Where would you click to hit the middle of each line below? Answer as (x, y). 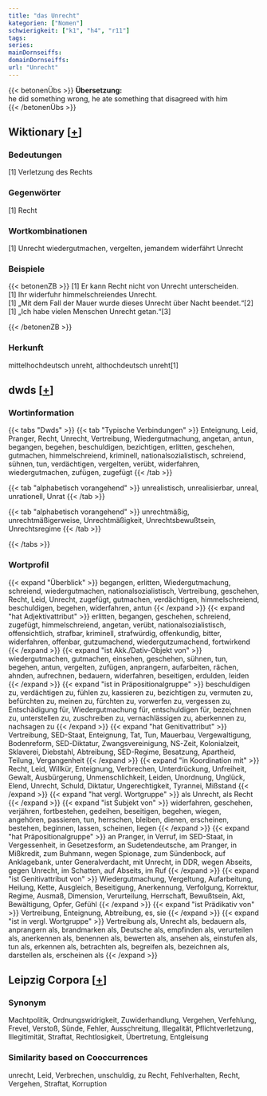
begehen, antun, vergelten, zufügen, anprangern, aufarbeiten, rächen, (124, 667)
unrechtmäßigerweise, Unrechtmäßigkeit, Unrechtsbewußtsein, (112, 521)
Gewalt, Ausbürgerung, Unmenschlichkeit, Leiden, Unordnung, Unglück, (127, 777)
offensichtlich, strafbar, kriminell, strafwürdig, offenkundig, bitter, (115, 633)
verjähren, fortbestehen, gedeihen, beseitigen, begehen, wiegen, (115, 811)
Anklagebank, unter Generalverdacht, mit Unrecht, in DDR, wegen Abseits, (130, 862)
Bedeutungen (35, 155)
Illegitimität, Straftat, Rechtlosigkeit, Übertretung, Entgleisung (108, 1037)
